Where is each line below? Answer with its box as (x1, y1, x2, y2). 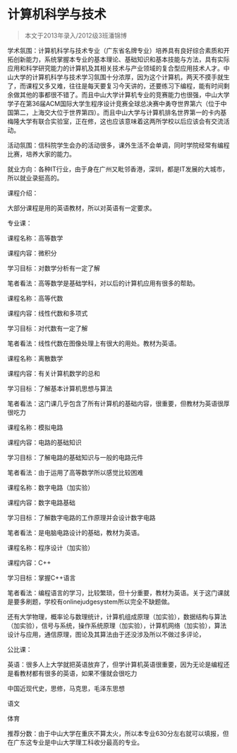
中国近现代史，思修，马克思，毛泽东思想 (7, 684, 125, 692)
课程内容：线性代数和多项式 (7, 309, 88, 317)
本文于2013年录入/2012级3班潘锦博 (24, 31, 127, 40)
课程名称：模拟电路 (7, 423, 63, 432)
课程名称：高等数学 (7, 234, 63, 242)
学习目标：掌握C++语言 (7, 573, 76, 582)
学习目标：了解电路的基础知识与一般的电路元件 (7, 453, 143, 461)
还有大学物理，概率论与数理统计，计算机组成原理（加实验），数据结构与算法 (7, 612, 227, 621)
